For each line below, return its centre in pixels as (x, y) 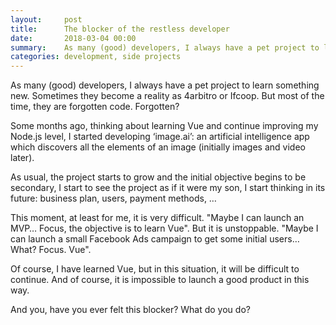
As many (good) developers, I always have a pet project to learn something (165, 85)
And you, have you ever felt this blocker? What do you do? (130, 310)
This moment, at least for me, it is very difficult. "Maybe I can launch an (157, 218)
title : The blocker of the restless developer (120, 29)
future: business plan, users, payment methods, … (113, 198)
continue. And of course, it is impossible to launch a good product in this (160, 280)
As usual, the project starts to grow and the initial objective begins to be (158, 177)
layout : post (46, 19)
